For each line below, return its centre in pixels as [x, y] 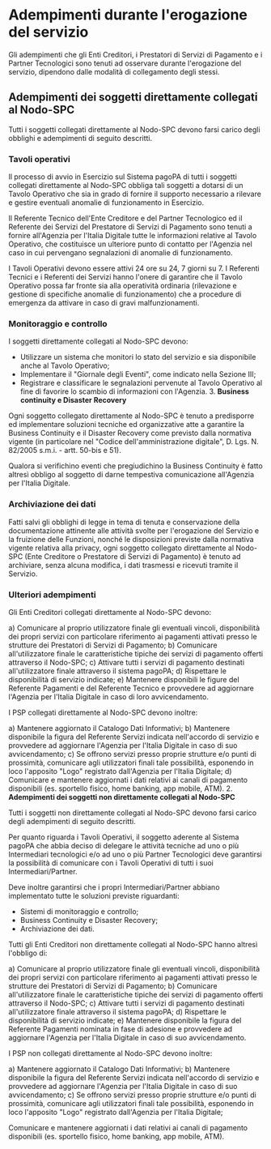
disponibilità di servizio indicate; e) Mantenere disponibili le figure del [124, 679]
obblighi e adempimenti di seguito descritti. [80, 138]
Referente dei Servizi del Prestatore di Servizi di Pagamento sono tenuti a [130, 227]
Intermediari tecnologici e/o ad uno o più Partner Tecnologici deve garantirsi [135, 854]
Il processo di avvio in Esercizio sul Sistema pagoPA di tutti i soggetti [123, 177]
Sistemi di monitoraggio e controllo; [79, 911]
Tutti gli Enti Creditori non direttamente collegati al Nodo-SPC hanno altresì [133, 944]
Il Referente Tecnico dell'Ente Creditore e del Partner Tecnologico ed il [125, 218]
